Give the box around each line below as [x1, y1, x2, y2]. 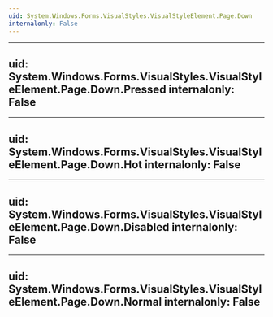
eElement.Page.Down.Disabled [8, 220, 170, 234]
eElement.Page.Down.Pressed [8, 82, 167, 96]
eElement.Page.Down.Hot [8, 158, 143, 172]
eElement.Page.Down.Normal [8, 295, 162, 309]
